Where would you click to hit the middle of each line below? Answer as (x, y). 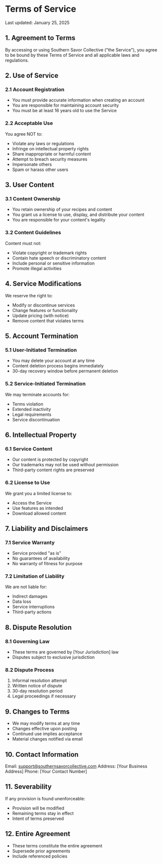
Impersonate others (32, 164)
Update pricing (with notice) (40, 315)
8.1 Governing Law (27, 641)
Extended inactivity (32, 409)
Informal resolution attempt (39, 681)
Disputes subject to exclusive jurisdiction (53, 657)
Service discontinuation (36, 419)
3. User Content (30, 185)
